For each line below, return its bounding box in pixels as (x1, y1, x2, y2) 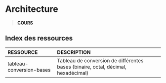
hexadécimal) (57, 69, 89, 76)
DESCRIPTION (57, 48, 91, 55)
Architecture (5, 3, 58, 15)
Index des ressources (5, 34, 73, 42)
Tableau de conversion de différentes (57, 57, 144, 64)
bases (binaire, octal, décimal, (57, 63, 127, 70)
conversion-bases (7, 66, 51, 73)
